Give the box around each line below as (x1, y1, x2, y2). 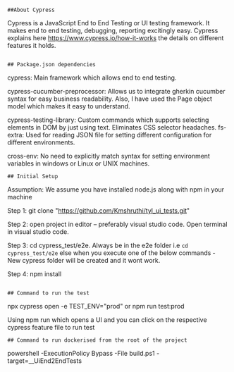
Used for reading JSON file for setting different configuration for (25, 131, 212, 139)
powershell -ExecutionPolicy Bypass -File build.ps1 (7, 349, 155, 357)
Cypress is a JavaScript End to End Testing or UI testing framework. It (7, 19, 210, 27)
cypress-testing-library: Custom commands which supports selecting (7, 116, 209, 124)
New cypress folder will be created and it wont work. (7, 256, 161, 264)
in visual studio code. (7, 228, 69, 236)
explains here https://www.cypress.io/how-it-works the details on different (7, 34, 224, 42)
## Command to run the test (7, 290, 90, 297)
